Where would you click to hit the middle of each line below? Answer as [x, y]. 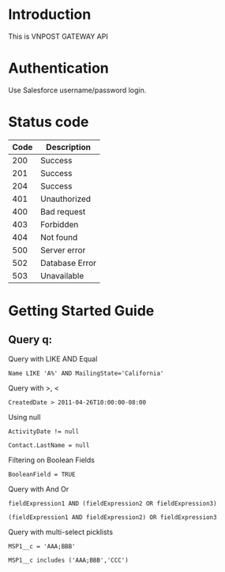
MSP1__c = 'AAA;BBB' [42, 546]
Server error [63, 250]
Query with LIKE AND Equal [53, 359]
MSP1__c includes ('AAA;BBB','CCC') [68, 560]
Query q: [30, 340]
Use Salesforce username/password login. [77, 90]
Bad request [63, 211]
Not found [59, 237]
